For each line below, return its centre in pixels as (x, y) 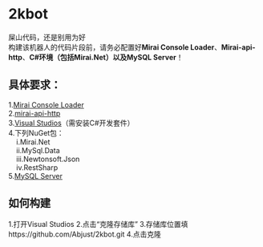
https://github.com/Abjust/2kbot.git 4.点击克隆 (85, 234)
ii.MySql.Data (38, 150)
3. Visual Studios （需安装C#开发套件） (71, 123)
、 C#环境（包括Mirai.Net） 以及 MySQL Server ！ (103, 57)
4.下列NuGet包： (36, 132)
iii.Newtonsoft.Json (48, 159)
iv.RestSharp (37, 167)
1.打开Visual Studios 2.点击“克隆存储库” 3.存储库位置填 (98, 224)
